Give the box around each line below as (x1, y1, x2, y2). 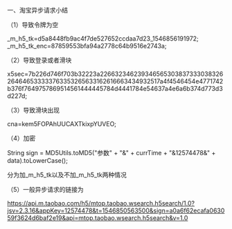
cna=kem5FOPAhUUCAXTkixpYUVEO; (7, 120, 116, 128)
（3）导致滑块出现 (7, 106, 60, 114)
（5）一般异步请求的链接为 (7, 186, 84, 193)
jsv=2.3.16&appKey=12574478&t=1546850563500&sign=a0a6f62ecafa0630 (7, 206, 225, 215)
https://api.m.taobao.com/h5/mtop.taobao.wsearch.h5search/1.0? (7, 199, 195, 207)
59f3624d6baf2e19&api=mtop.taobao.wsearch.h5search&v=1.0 (7, 214, 188, 222)
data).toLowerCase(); (7, 157, 68, 164)
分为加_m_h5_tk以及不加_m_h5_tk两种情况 (7, 171, 127, 179)
